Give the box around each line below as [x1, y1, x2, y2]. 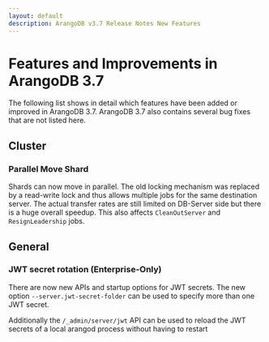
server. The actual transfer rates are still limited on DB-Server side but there [8, 199, 262, 209]
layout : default [8, 11, 63, 20]
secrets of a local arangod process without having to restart [8, 323, 208, 333]
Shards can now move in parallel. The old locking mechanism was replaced [8, 182, 260, 191]
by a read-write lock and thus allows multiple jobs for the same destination [8, 190, 258, 200]
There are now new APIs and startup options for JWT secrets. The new [8, 282, 246, 292]
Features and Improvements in [8, 54, 218, 73]
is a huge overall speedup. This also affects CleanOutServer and [8, 207, 221, 217]
